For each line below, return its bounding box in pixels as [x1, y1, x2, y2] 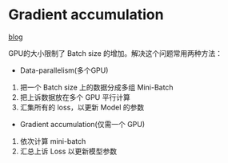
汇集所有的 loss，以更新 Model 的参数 [19, 102, 145, 112]
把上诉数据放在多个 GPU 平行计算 [19, 92, 130, 101]
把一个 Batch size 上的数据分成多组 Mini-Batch [19, 82, 174, 92]
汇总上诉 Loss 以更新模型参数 [19, 146, 118, 156]
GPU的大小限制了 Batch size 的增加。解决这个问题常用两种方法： [8, 48, 222, 58]
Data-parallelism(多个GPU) [19, 66, 109, 75]
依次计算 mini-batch [19, 136, 86, 145]
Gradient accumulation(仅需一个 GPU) [19, 119, 146, 129]
